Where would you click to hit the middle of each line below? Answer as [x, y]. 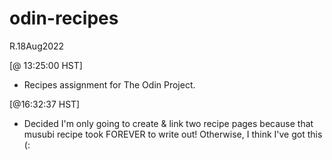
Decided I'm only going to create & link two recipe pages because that [168, 123]
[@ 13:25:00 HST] [46, 65]
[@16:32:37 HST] [45, 104]
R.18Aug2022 [37, 46]
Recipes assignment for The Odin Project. [109, 84]
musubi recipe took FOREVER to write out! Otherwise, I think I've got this [173, 134]
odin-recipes [64, 18]
